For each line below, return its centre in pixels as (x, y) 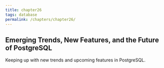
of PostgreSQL (29, 48)
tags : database (21, 15)
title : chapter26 (24, 10)
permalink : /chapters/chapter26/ (40, 19)
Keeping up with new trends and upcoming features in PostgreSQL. (75, 60)
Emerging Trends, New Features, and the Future (82, 40)
